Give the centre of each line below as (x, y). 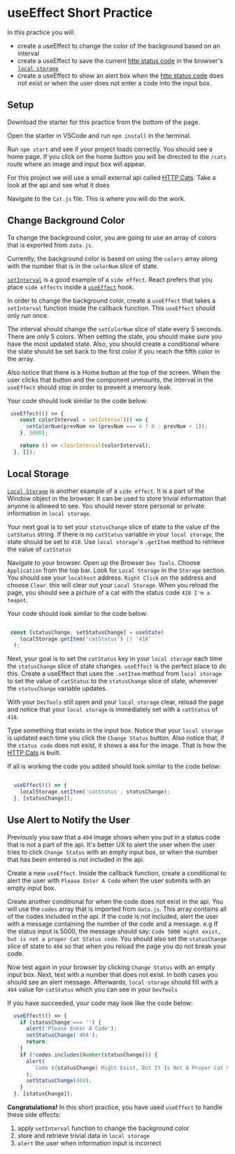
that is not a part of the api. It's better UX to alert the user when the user (111, 844)
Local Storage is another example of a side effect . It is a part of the (106, 491)
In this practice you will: (41, 32)
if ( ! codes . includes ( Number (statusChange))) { (89, 1055)
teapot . (17, 599)
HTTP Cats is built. (34, 753)
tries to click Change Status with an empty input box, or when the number (113, 851)
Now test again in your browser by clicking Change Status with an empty (111, 967)
